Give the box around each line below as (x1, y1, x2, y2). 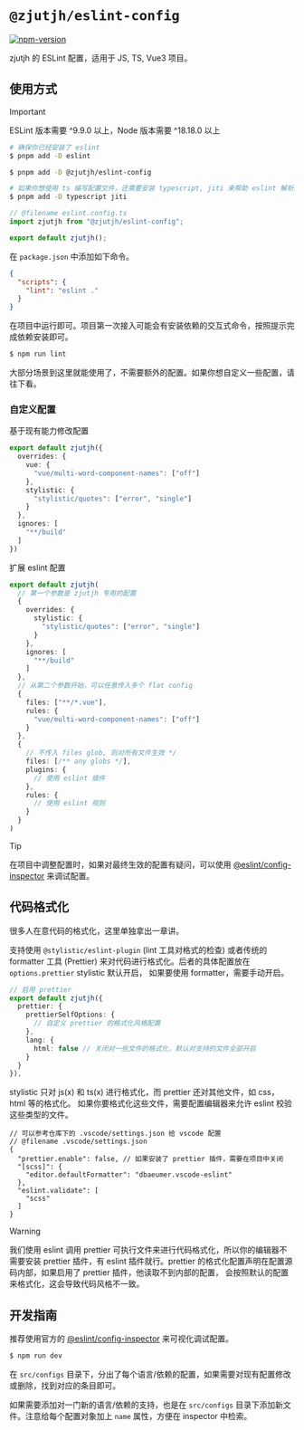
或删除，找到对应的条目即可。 (9, 1380, 120, 1391)
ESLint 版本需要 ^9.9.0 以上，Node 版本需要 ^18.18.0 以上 (9, 125, 221, 136)
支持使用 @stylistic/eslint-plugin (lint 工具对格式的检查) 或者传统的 (9, 944, 268, 955)
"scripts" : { (17, 277, 67, 287)
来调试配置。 (46, 870, 95, 881)
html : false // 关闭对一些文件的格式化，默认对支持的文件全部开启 (33, 1044, 256, 1053)
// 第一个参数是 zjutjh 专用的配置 (17, 588, 137, 597)
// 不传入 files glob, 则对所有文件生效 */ (25, 748, 177, 758)
